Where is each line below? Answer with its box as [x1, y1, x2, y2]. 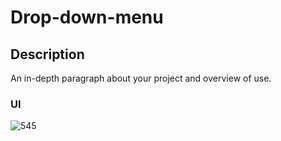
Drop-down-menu [10, 6, 164, 29]
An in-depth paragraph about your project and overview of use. [10, 72, 272, 84]
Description [10, 46, 85, 63]
